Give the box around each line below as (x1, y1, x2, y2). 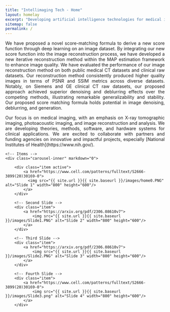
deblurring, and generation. (5, 105, 62, 111)
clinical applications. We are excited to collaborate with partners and (5, 131, 165, 137)
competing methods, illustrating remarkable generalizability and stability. (5, 94, 165, 100)
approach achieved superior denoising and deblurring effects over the (5, 89, 165, 95)
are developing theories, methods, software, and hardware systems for (5, 125, 165, 132)
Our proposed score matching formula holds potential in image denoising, (5, 99, 165, 106)
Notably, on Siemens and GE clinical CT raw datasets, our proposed (5, 83, 165, 89)
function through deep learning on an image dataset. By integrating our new (5, 46, 165, 52)
